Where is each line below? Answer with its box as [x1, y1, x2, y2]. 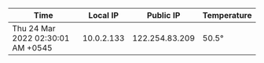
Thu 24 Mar [12, 23, 57, 33]
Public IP [146, 10, 181, 20]
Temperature [202, 10, 252, 20]
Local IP [88, 10, 119, 20]
